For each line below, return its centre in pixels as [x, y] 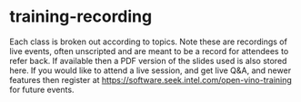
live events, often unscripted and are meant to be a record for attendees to [149, 51]
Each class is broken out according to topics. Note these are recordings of [149, 42]
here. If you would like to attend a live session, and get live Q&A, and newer [150, 70]
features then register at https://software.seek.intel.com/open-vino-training [151, 79]
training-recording [81, 17]
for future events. [42, 89]
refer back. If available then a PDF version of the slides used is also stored [148, 60]
